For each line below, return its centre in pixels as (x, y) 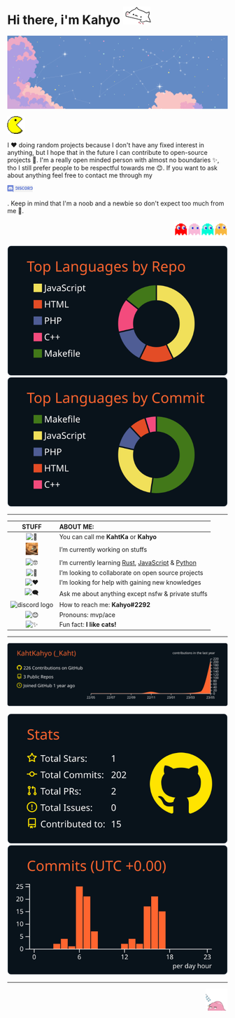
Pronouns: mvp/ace (87, 615)
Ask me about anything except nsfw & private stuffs (133, 593)
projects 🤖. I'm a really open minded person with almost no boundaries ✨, (113, 160)
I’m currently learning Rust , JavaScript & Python (128, 562)
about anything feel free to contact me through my (80, 175)
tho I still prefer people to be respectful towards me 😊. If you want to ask (113, 168)
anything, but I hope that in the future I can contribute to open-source (107, 153)
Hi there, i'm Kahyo (64, 20)
